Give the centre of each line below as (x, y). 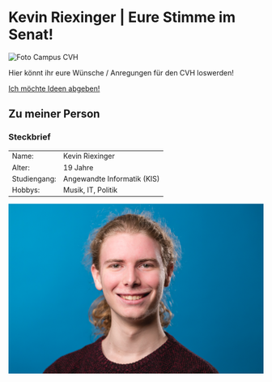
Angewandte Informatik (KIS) (112, 178)
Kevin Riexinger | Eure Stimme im (122, 17)
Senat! (31, 34)
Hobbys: (26, 190)
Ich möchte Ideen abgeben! (54, 88)
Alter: (21, 167)
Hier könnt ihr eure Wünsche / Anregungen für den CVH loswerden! (121, 72)
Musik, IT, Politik (91, 190)
